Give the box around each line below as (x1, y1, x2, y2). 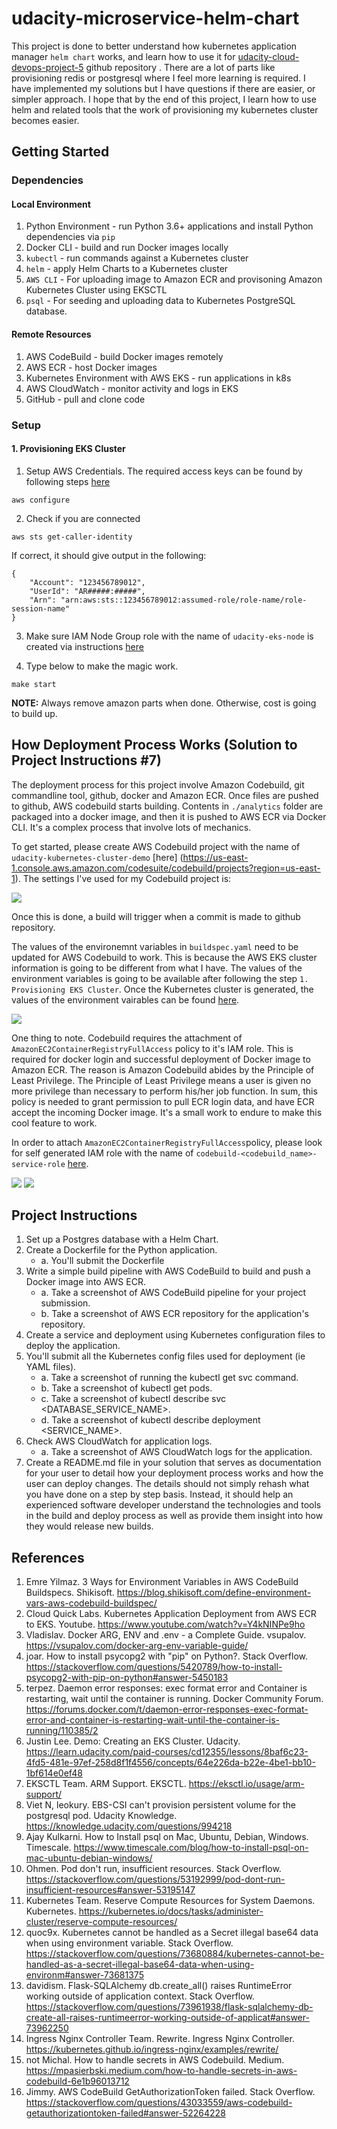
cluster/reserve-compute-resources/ (25, 1916, 178, 1928)
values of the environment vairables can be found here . (11, 993, 240, 1006)
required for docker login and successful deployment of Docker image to (11, 1053, 311, 1065)
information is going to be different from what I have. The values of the (11, 962, 303, 974)
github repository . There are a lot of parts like (85, 61, 276, 73)
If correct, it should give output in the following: (11, 549, 207, 561)
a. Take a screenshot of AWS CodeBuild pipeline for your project (40, 1287, 307, 1299)
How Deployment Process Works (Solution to (11, 737, 298, 754)
